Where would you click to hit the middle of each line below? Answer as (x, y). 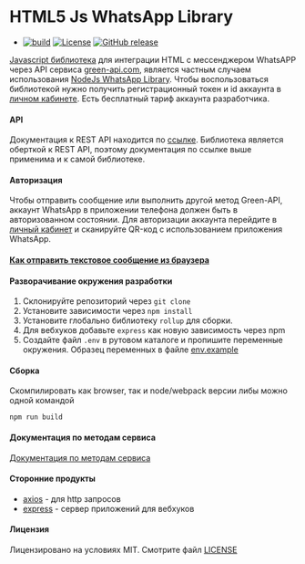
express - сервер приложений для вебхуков (108, 508)
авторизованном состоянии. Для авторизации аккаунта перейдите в (143, 220)
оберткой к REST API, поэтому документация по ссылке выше (131, 150)
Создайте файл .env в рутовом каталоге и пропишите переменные (153, 340)
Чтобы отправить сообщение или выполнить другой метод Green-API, (146, 200)
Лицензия (30, 529)
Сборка (25, 371)
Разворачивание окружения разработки (91, 281)
